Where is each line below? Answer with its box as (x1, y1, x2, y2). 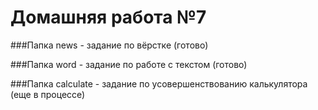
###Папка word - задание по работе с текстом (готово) (10, 58, 248, 70)
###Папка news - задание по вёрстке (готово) (10, 39, 209, 51)
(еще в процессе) (10, 88, 86, 100)
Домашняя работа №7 (10, 6, 207, 29)
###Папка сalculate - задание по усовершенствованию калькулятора (10, 77, 308, 90)
